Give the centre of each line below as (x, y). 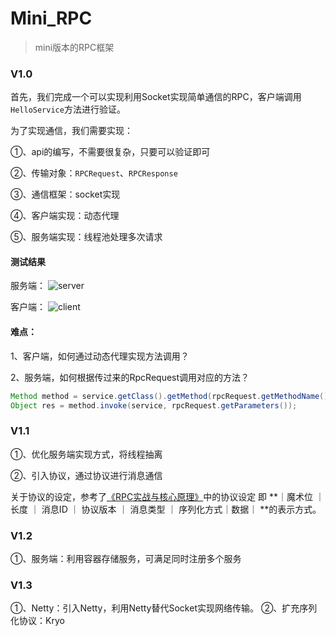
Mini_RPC (51, 18)
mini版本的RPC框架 (74, 47)
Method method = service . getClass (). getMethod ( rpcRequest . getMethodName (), (171, 396)
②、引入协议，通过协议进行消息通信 (86, 475)
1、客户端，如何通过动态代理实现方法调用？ (100, 356)
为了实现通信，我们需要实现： (71, 131)
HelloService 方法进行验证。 (68, 109)
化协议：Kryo (37, 621)
